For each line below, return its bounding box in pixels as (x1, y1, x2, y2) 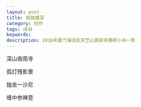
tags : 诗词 (6, 26, 32, 32)
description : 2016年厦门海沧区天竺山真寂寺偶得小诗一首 (6, 37, 135, 43)
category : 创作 (6, 20, 44, 26)
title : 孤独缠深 (6, 15, 44, 21)
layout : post (6, 9, 40, 15)
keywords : (6, 32, 32, 38)
